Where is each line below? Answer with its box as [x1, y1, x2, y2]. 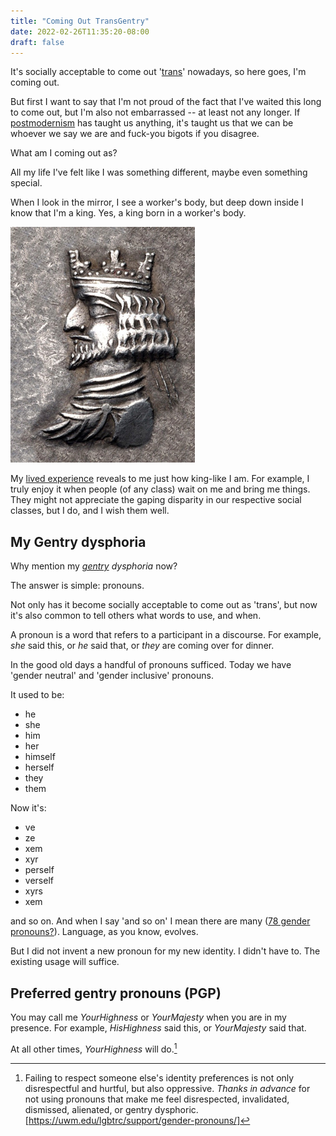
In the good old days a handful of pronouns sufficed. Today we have [10, 659, 292, 671]
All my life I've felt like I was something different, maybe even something [10, 166, 308, 179]
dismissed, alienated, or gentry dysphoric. [24, 1103, 199, 1115]
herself [24, 761, 55, 774]
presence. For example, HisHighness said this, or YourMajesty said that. [10, 1022, 307, 1034]
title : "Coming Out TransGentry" [10, 16, 150, 26]
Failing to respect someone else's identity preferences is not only [24, 1071, 295, 1084]
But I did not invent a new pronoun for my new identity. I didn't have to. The [10, 945, 321, 957]
